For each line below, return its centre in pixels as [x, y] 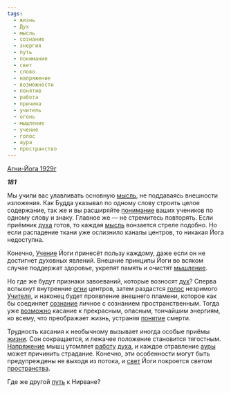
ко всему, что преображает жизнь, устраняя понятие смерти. [99, 318]
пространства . [29, 368]
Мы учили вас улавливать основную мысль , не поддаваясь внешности [113, 195]
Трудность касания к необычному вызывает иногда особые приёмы [109, 331]
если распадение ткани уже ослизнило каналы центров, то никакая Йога [116, 232]
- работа [26, 98]
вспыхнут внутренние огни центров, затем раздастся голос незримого [112, 289]
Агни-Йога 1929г [32, 168]
